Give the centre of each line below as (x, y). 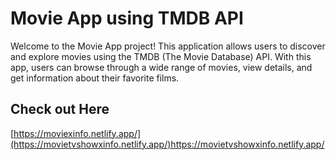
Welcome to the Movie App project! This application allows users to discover (168, 46)
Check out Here (60, 109)
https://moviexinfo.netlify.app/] (77, 133)
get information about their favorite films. (95, 78)
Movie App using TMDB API (127, 18)
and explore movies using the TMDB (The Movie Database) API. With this (161, 56)
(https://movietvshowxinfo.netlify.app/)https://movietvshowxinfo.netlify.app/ (167, 144)
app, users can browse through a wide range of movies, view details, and (161, 67)
